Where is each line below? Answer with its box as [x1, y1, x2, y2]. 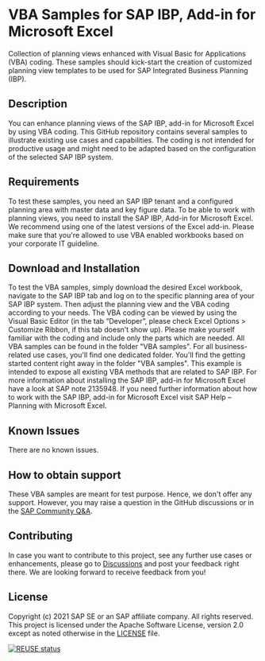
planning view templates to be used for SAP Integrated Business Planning [8, 65, 248, 75]
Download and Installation [8, 261, 140, 275]
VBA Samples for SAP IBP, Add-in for [8, 6, 256, 24]
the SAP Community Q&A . [8, 507, 93, 515]
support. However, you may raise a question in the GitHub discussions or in [8, 498, 254, 507]
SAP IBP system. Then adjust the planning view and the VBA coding [8, 300, 230, 309]
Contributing [8, 529, 73, 542]
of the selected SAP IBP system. [8, 152, 113, 161]
